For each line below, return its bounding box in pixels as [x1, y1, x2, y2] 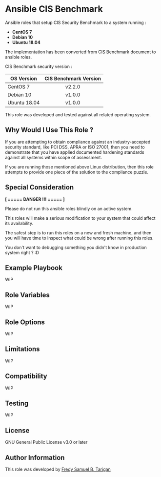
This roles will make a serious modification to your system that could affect [5, 215, 156, 221]
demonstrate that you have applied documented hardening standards [5, 149, 144, 155]
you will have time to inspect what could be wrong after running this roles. [5, 235, 154, 241]
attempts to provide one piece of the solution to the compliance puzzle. [5, 169, 149, 175]
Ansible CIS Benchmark [5, 3, 103, 15]
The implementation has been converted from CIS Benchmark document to [5, 49, 156, 55]
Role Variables [5, 290, 50, 299]
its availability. [5, 220, 34, 226]
